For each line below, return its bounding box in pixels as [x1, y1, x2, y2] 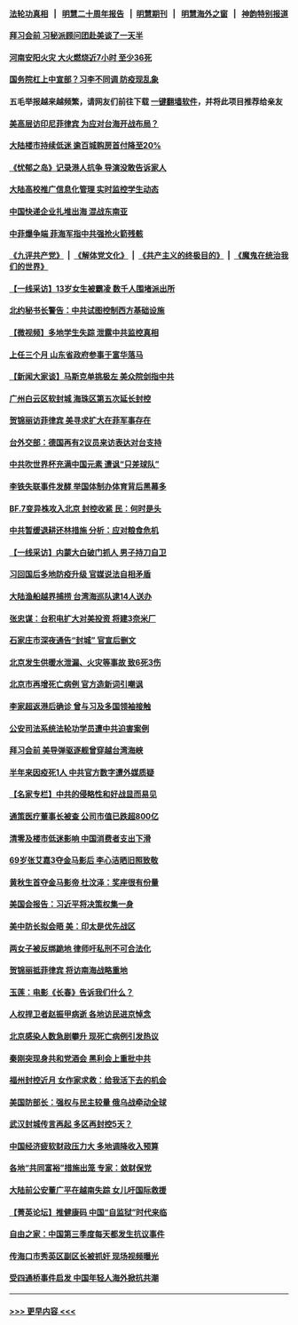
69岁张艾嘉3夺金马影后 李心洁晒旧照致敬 [9, 855, 159, 866]
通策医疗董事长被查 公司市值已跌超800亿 [9, 810, 160, 821]
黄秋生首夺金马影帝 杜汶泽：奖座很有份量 [9, 876, 160, 888]
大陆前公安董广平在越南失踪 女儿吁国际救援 [9, 1185, 167, 1195]
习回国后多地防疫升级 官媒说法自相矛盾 [9, 569, 152, 579]
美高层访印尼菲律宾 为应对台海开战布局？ [9, 118, 160, 129]
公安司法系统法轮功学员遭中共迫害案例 [9, 722, 149, 733]
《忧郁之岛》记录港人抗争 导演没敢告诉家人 [9, 162, 167, 172]
